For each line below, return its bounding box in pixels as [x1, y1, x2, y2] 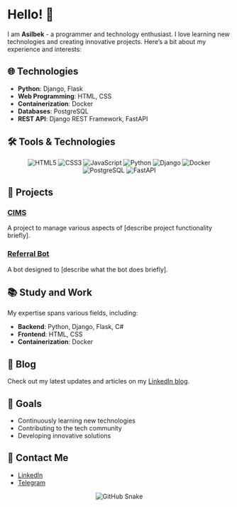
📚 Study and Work [7, 286, 92, 299]
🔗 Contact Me [7, 452, 69, 464]
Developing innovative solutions [17, 431, 111, 440]
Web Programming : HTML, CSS [17, 91, 112, 100]
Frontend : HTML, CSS [17, 330, 83, 339]
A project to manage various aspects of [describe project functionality [7, 223, 213, 233]
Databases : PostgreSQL [17, 106, 89, 116]
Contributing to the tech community [17, 423, 122, 432]
